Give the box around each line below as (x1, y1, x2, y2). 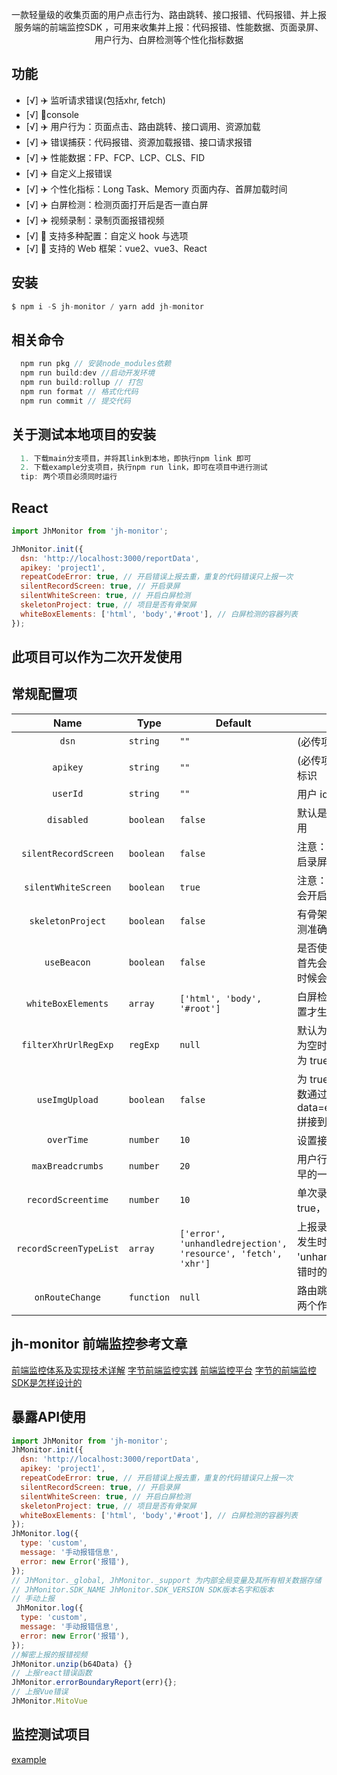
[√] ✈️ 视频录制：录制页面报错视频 (25, 214, 165, 226)
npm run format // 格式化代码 (20, 386, 139, 397)
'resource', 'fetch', (179, 1248, 283, 1259)
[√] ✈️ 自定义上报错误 (25, 167, 113, 179)
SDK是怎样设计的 (11, 1376, 83, 1388)
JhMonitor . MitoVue (11, 1696, 88, 1707)
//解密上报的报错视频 (11, 1649, 88, 1660)
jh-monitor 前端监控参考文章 (11, 1336, 188, 1353)
